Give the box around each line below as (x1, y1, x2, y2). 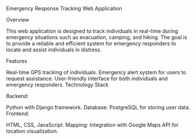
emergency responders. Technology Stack (6, 81, 109, 88)
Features (6, 58, 27, 64)
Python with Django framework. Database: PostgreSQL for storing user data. (6, 104, 191, 110)
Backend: (6, 93, 29, 99)
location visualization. (6, 128, 59, 134)
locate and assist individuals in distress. (6, 46, 102, 53)
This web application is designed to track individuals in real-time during (6, 27, 178, 34)
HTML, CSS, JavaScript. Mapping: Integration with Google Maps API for (6, 121, 179, 128)
